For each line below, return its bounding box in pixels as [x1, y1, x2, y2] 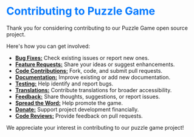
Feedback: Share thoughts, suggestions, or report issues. [15, 93, 160, 100]
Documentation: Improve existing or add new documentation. [15, 73, 171, 81]
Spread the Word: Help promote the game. [15, 99, 123, 107]
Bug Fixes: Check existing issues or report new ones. [15, 54, 150, 61]
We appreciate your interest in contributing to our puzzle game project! [6, 124, 184, 131]
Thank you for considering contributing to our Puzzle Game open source [6, 24, 189, 32]
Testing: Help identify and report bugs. [15, 80, 114, 87]
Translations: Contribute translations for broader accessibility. [15, 86, 172, 93]
